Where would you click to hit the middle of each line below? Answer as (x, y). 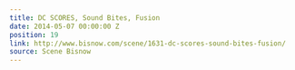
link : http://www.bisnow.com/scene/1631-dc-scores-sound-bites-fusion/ (147, 43)
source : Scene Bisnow (50, 52)
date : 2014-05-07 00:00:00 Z (64, 26)
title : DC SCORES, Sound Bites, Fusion (85, 18)
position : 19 (34, 35)
